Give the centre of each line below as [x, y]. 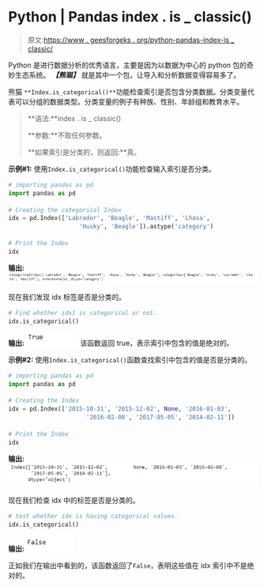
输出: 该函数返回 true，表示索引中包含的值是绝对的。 [121, 343]
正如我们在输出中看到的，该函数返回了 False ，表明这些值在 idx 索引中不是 [128, 566]
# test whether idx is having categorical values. [93, 517]
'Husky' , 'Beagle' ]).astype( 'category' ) [146, 227]
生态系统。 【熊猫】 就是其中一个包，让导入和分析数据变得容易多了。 [128, 74]
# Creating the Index [44, 401]
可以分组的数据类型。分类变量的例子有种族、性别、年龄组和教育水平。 [129, 101]
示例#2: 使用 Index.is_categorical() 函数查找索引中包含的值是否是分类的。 [130, 359]
